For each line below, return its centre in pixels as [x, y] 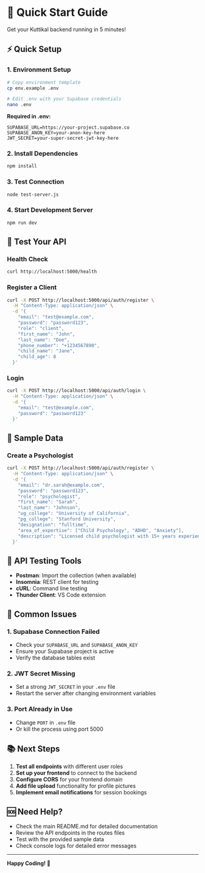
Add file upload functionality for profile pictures [76, 786]
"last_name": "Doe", [44, 340]
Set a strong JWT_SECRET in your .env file [65, 687]
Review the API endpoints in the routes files [70, 833]
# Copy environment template [44, 82]
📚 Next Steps [33, 749]
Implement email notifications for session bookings [81, 792]
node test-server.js [33, 195]
